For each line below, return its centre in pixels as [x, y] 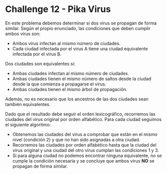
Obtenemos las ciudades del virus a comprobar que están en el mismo [85, 134]
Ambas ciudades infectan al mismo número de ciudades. [71, 73]
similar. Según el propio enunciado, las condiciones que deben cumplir [78, 28]
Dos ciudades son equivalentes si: [40, 63]
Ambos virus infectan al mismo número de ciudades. [66, 43]
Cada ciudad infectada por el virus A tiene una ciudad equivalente [80, 48]
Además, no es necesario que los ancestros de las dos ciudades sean [77, 99]
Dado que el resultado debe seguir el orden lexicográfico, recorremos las [80, 114]
